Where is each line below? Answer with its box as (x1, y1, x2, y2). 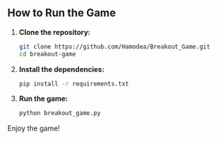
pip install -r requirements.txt (18, 79, 130, 88)
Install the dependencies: (18, 64, 104, 74)
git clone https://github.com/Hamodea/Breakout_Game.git (18, 43, 211, 51)
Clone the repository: (18, 27, 91, 36)
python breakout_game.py (18, 109, 101, 117)
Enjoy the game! (7, 124, 60, 133)
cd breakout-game (18, 50, 77, 58)
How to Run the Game (7, 6, 116, 20)
